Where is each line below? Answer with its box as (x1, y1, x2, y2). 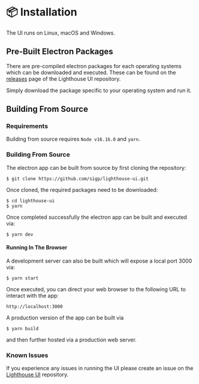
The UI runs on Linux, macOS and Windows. (6, 29, 116, 36)
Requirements (6, 122, 49, 130)
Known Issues (6, 351, 49, 359)
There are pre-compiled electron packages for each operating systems (6, 62, 182, 69)
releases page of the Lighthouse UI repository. (6, 75, 121, 82)
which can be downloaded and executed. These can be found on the (6, 69, 176, 76)
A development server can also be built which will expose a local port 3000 (6, 257, 192, 264)
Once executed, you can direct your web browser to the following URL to (6, 285, 186, 292)
